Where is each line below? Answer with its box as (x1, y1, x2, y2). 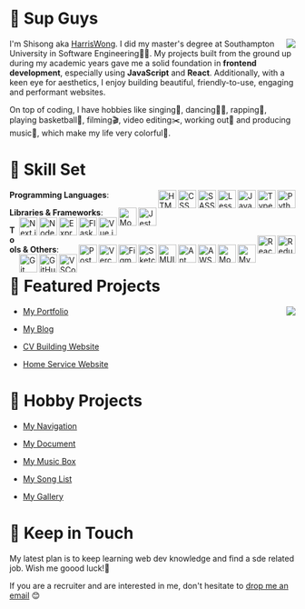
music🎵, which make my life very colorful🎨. (9, 127, 171, 138)
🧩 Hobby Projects (9, 391, 143, 411)
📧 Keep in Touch (9, 523, 134, 544)
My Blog (22, 323, 54, 334)
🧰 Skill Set (9, 159, 86, 180)
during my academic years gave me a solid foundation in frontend (9, 57, 257, 68)
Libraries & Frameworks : (9, 206, 103, 217)
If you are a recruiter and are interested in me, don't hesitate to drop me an (9, 580, 289, 591)
